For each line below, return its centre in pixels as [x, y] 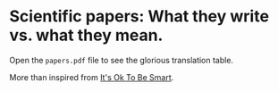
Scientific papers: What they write [139, 17]
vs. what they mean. [86, 35]
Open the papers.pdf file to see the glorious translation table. [122, 60]
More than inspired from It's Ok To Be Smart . [92, 77]
